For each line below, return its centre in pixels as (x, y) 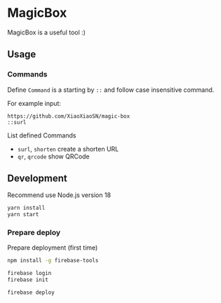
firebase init (28, 280)
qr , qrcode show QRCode (53, 156)
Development (38, 179)
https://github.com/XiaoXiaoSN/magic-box (69, 116)
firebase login (29, 274)
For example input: (34, 103)
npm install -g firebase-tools (53, 261)
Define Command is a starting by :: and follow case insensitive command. (111, 90)
